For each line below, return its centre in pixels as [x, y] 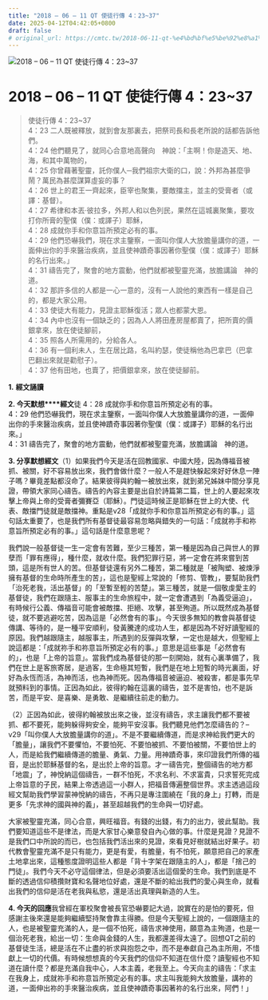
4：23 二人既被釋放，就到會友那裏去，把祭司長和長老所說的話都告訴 [140, 131]
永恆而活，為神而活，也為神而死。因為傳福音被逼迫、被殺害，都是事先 [137, 678]
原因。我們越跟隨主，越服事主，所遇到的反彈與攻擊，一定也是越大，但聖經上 [134, 638]
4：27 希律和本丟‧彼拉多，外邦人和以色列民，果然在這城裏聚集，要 [138, 210]
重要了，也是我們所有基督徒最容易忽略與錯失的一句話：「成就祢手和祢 [143, 521]
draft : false [30, 30]
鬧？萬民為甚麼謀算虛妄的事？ [77, 181]
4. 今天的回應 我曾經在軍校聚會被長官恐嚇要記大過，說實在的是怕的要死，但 [131, 908]
